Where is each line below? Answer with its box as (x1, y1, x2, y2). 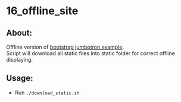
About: (6, 28, 33, 38)
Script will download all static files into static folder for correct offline (6, 50, 176, 57)
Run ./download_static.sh (14, 89, 80, 96)
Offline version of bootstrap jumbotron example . (6, 43, 124, 50)
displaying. (6, 56, 33, 63)
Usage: (6, 73, 34, 84)
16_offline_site (6, 4, 79, 18)
